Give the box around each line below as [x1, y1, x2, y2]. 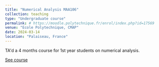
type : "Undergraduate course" [5, 16, 66, 21]
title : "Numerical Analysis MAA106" [5, 7, 79, 12]
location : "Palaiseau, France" [5, 34, 68, 39]
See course [5, 57, 28, 63]
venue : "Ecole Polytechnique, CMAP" [5, 25, 79, 30]
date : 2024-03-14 [5, 30, 40, 34]
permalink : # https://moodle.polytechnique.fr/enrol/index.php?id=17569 [5, 20, 155, 26]
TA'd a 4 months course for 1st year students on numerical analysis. [5, 47, 140, 53]
